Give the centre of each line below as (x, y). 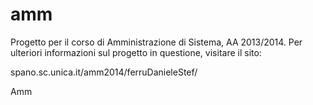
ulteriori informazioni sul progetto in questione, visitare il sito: (136, 52)
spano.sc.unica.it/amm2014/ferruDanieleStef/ (104, 72)
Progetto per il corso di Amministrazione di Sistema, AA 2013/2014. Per (156, 42)
